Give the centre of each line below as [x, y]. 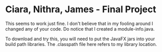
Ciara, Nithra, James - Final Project [81, 9]
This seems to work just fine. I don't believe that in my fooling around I [79, 23]
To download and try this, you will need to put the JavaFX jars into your [80, 39]
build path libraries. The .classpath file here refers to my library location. [81, 44]
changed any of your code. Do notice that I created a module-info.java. [80, 29]
